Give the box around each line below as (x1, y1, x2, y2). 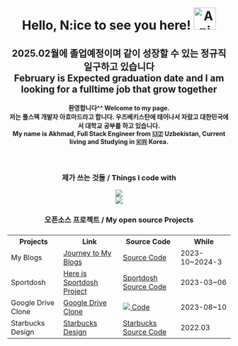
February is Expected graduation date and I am (13, 72, 225, 84)
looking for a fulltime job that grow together (21, 83, 217, 95)
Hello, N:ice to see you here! (22, 18, 191, 33)
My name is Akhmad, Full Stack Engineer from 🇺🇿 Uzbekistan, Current (12, 130, 226, 138)
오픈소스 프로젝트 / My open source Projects (44, 215, 194, 225)
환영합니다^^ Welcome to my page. (68, 104, 170, 113)
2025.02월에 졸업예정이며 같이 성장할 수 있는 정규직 (11, 47, 227, 60)
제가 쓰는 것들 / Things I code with (62, 172, 176, 182)
